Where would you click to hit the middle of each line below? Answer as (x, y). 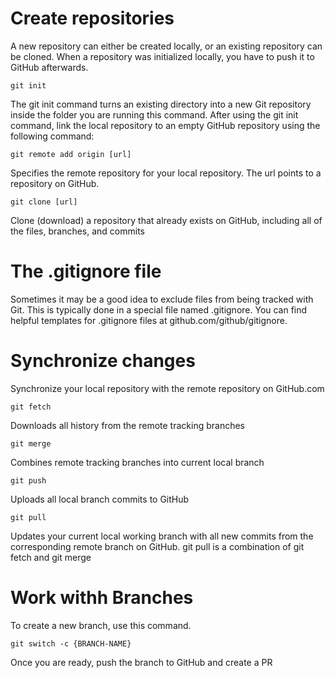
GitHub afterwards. (49, 67)
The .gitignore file (86, 271)
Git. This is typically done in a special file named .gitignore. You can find (159, 309)
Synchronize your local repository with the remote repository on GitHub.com (167, 388)
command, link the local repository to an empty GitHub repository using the (165, 125)
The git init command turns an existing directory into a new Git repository (161, 104)
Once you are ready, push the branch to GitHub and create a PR (141, 662)
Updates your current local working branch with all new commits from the (162, 536)
